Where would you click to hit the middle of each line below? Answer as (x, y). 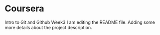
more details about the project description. (48, 27)
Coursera (24, 9)
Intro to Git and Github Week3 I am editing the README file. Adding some (80, 22)
